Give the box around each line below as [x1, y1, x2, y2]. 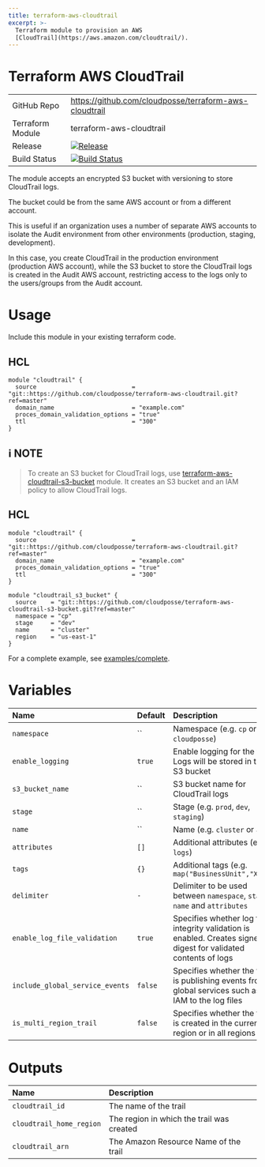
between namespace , [173, 890, 246, 901]
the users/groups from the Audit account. [8, 278, 144, 288]
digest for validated [173, 942, 244, 953]
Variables [8, 681, 73, 699]
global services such [173, 984, 250, 996]
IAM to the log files [173, 995, 243, 1006]
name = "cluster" [15, 626, 90, 634]
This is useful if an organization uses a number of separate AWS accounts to [8, 221, 257, 231]
